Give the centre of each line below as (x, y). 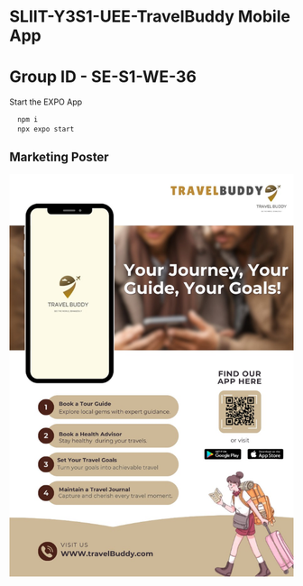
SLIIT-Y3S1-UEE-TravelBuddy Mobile (150, 17)
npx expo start (46, 129)
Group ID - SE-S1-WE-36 (103, 77)
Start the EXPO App (46, 102)
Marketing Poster (60, 157)
